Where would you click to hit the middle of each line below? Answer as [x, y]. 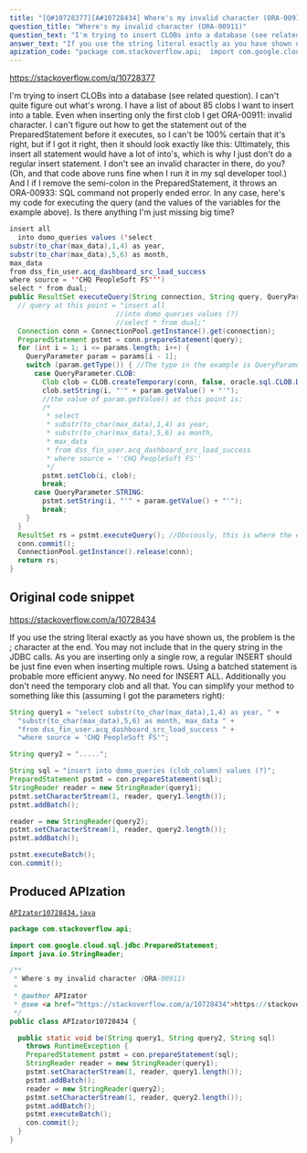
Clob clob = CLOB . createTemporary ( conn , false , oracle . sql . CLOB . [169, 382]
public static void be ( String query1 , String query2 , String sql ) [147, 1038]
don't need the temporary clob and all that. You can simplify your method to [152, 686]
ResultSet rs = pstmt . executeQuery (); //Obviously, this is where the [155, 535]
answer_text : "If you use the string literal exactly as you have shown [151, 43]
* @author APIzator [51, 996]
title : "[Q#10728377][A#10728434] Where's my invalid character [134, 18]
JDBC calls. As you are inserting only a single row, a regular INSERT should [151, 657]
